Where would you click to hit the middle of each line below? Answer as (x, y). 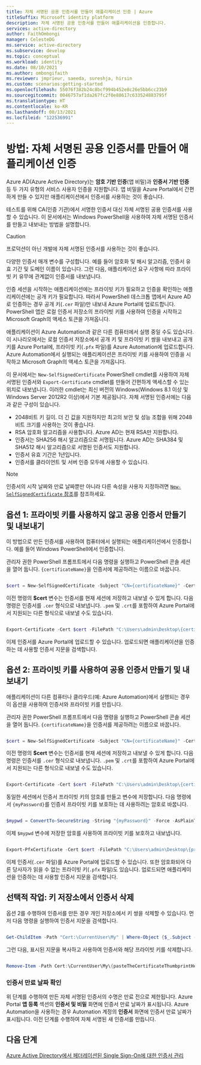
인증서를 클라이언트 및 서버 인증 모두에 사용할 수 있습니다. (82, 462)
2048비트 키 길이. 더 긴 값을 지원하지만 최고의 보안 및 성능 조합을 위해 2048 (103, 417)
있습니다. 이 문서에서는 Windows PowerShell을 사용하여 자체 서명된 (98, 217)
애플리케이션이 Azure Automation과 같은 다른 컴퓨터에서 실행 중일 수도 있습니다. (100, 332)
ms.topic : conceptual (33, 56)
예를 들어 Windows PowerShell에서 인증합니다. (70, 549)
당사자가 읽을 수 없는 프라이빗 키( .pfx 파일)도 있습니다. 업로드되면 (89, 870)
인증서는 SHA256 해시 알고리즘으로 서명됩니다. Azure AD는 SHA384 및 (99, 440)
